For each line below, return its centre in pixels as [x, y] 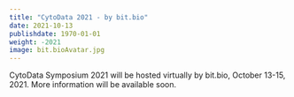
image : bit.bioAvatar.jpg [57, 50]
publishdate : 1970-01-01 [55, 34]
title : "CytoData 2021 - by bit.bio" [79, 17]
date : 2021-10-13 [41, 26]
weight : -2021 [35, 42]
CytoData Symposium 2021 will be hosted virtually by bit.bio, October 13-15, [147, 75]
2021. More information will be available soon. [93, 85]
